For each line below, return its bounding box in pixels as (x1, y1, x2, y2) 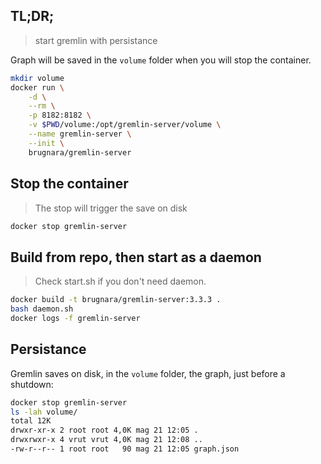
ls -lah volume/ (10, 407, 78, 417)
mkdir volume (10, 73, 65, 83)
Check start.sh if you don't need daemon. (34, 275, 207, 288)
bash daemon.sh (10, 304, 74, 314)
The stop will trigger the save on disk (34, 202, 188, 214)
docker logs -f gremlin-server (10, 313, 141, 323)
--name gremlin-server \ (28, 129, 132, 139)
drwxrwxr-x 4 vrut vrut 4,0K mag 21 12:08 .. (10, 435, 203, 445)
